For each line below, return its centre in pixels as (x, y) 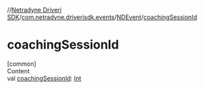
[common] (22, 64)
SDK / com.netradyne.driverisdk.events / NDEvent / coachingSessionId (102, 17)
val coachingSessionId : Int (44, 78)
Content (18, 71)
